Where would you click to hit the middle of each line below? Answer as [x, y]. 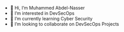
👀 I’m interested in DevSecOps [42, 13]
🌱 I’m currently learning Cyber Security [51, 19]
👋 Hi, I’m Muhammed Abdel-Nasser [47, 8]
